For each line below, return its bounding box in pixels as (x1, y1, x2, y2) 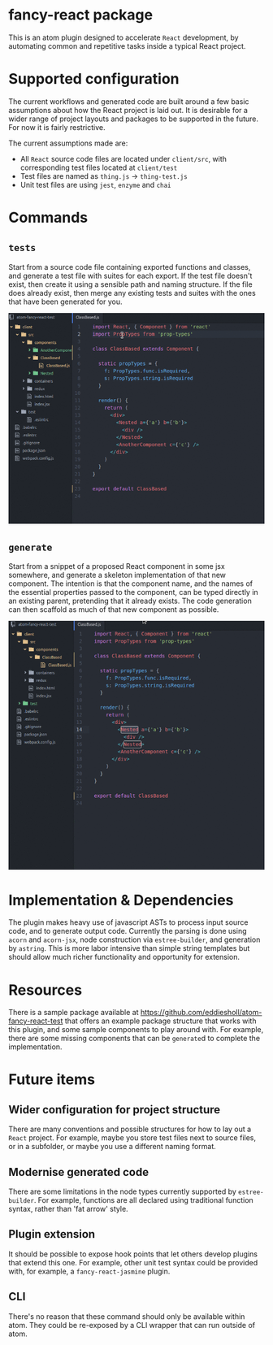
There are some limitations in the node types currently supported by (8, 1187, 237, 1196)
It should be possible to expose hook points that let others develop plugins (8, 1249, 258, 1259)
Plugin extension (8, 1227, 96, 1241)
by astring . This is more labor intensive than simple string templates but (8, 944, 250, 953)
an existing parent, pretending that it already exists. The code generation (8, 596, 252, 606)
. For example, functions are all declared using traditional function (33, 1195, 253, 1205)
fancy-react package (8, 6, 153, 24)
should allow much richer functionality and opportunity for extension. (8, 952, 240, 962)
